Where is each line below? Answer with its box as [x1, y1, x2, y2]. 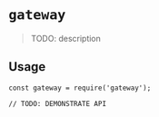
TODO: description [30, 33, 102, 44]
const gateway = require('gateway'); [8, 83, 152, 93]
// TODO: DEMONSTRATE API [8, 99, 106, 108]
